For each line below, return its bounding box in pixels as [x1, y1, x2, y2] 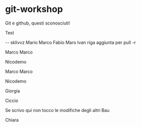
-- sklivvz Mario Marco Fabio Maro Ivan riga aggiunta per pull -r [5, 39, 136, 45]
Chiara [5, 116, 19, 123]
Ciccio [5, 97, 18, 103]
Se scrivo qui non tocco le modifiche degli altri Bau [5, 107, 110, 113]
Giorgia [5, 87, 20, 93]
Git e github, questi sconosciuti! [5, 20, 70, 26]
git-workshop [5, 3, 63, 15]
